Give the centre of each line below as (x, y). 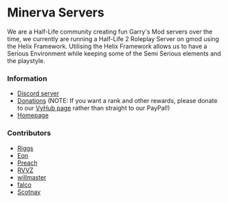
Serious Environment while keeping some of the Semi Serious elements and (114, 53)
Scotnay (29, 192)
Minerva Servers (56, 13)
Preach (27, 163)
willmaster (32, 177)
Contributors (29, 133)
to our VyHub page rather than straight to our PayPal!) (93, 108)
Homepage (33, 115)
